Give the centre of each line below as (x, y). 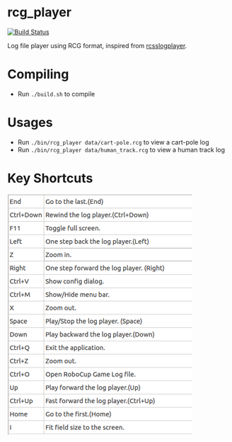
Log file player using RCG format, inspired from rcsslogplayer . (97, 45)
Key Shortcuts (50, 178)
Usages (30, 123)
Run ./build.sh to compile (56, 93)
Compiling (38, 74)
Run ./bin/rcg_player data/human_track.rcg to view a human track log (121, 149)
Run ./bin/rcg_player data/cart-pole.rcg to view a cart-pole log (113, 142)
